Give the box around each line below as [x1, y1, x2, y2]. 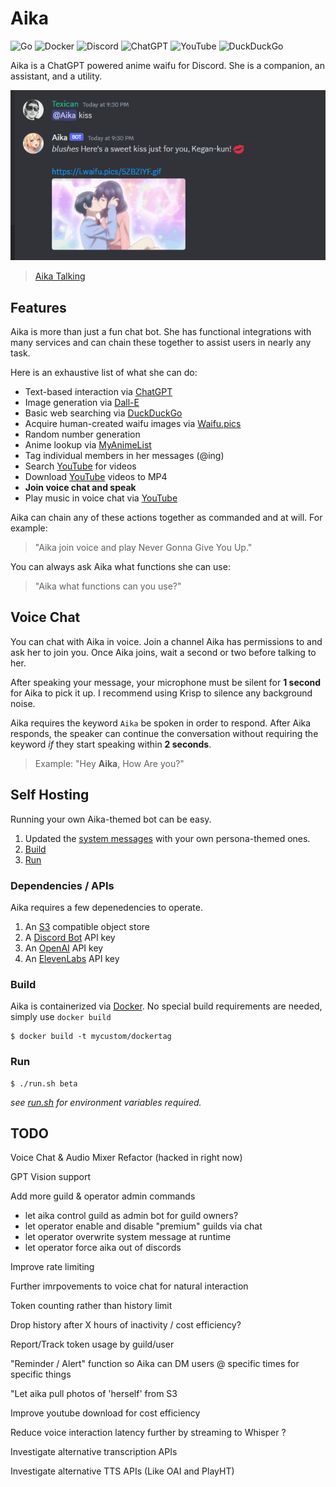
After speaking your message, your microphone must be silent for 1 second [10, 676, 322, 688]
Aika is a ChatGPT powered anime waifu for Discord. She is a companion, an [10, 59, 325, 71]
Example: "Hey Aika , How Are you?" [34, 757, 185, 769]
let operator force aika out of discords [24, 1242, 182, 1254]
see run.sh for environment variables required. [10, 1096, 202, 1108]
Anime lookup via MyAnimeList [24, 439, 152, 451]
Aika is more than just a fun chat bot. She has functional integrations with [10, 326, 312, 338]
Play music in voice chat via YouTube [24, 492, 178, 504]
